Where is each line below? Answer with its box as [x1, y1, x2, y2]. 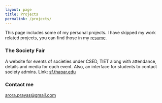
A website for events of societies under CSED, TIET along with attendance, [5, 58, 157, 64]
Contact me [5, 81, 34, 88]
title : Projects [5, 12, 38, 17]
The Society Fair [5, 47, 45, 54]
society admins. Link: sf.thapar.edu [5, 69, 76, 75]
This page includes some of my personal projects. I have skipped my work [5, 30, 156, 36]
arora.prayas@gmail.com [5, 92, 56, 98]
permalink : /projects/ [5, 16, 52, 21]
